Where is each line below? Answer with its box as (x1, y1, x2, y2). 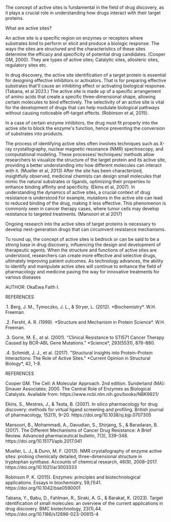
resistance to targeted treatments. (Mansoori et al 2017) (5, 211, 123, 217)
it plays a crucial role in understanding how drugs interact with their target (5, 10, 161, 16)
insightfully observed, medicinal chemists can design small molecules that (5, 173, 161, 179)
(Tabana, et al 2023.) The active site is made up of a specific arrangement (5, 88, 161, 94)
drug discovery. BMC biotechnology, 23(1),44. (5, 506, 102, 512)
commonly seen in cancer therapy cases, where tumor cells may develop (5, 206, 159, 211)
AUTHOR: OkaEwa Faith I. (5, 284, 60, 290)
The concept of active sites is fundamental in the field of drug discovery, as (5, 5, 164, 10)
